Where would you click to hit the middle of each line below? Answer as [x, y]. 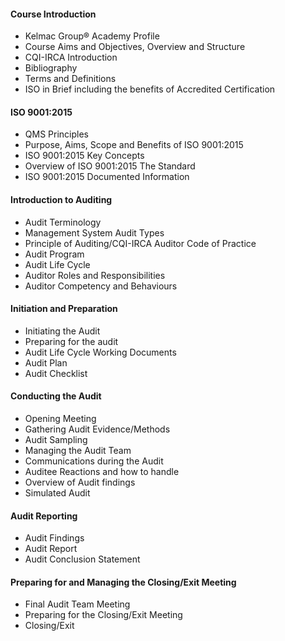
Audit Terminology [63, 222]
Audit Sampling [56, 440]
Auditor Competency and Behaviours [101, 286]
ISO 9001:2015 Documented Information [107, 177]
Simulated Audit [57, 493]
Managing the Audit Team [78, 451]
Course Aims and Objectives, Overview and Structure [135, 47]
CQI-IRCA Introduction [71, 57]
